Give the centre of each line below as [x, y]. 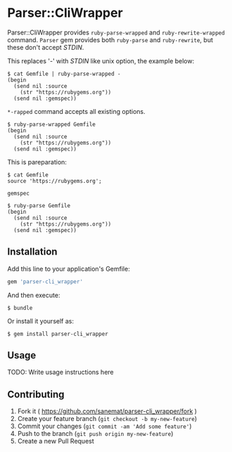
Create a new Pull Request [56, 441]
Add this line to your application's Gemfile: [69, 269]
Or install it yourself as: [40, 321]
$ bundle [20, 308]
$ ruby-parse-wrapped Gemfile [52, 124]
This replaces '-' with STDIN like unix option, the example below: [101, 60]
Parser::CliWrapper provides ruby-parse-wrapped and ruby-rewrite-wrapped [116, 32]
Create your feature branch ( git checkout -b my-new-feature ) [107, 419]
